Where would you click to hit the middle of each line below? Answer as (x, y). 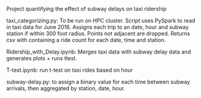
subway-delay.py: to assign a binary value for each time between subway (98, 82)
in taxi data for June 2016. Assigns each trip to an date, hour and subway (98, 27)
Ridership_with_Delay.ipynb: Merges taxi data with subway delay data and (99, 52)
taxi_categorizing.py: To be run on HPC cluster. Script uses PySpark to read (101, 20)
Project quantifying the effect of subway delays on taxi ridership (87, 9)
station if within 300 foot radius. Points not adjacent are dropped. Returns (98, 33)
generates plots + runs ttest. (42, 58)
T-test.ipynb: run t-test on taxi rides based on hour (70, 70)
